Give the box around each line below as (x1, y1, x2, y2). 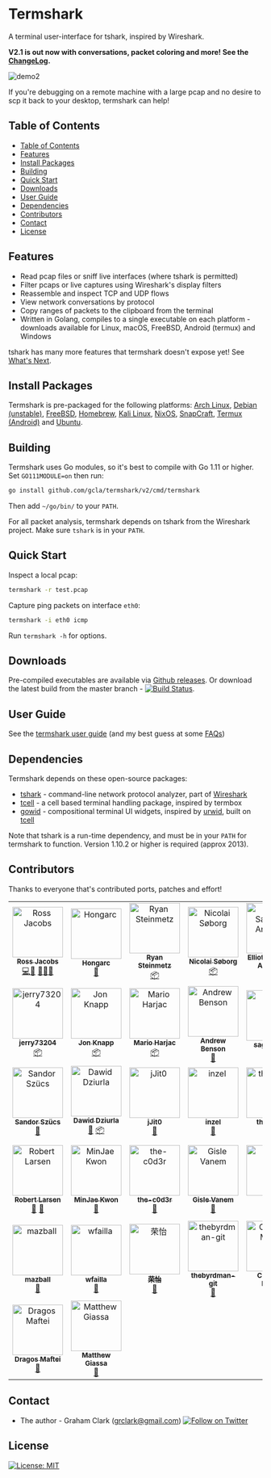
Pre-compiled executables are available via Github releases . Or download (8, 675, 252, 685)
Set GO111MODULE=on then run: (8, 471, 104, 481)
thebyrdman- (190, 1270, 236, 1280)
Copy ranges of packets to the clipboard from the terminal (19, 305, 214, 315)
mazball (24, 1274, 51, 1284)
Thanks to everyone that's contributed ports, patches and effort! (8, 884, 223, 893)
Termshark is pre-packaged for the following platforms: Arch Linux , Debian (8, 401, 257, 410)
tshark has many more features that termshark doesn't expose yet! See (8, 346, 244, 356)
